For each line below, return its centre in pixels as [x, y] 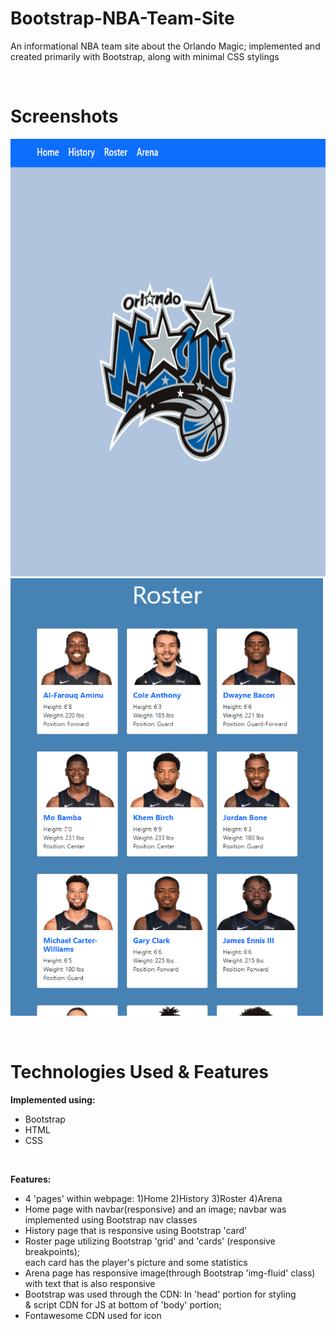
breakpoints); [52, 1251]
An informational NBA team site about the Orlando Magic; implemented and [165, 46]
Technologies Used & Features [139, 1072]
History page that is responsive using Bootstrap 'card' [136, 1230]
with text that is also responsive [90, 1283]
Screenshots [64, 116]
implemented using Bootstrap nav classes [111, 1219]
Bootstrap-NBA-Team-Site [122, 18]
